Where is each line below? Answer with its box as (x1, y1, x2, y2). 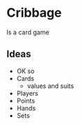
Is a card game (6, 28, 50, 36)
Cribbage (6, 5, 62, 21)
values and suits (27, 82, 74, 90)
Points (16, 96, 36, 105)
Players (16, 89, 39, 97)
